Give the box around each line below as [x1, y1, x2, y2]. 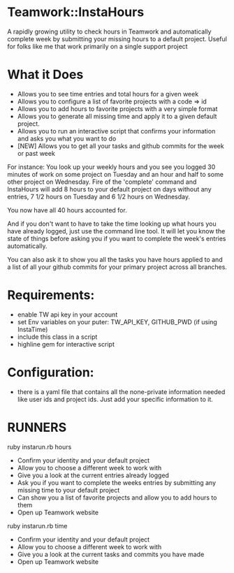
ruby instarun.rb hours [7, 442, 72, 451]
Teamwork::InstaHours [7, 4, 145, 20]
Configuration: [7, 365, 94, 380]
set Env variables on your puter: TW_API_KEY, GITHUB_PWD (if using [17, 317, 218, 326]
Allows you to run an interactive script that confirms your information [17, 126, 216, 135]
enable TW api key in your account [17, 310, 118, 319]
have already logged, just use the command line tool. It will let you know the [7, 226, 226, 235]
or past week [17, 149, 56, 157]
